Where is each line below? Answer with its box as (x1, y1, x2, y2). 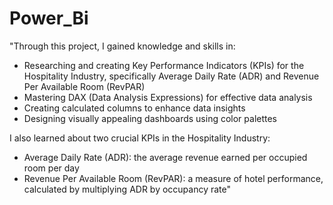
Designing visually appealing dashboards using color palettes (23, 112, 278, 124)
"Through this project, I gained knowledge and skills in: (9, 40, 236, 52)
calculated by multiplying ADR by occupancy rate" (23, 183, 232, 195)
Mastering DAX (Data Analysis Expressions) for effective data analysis (23, 91, 313, 103)
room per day (23, 162, 80, 174)
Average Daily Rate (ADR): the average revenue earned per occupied (23, 151, 308, 163)
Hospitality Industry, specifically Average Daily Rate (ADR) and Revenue (23, 70, 320, 82)
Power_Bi (9, 7, 89, 30)
